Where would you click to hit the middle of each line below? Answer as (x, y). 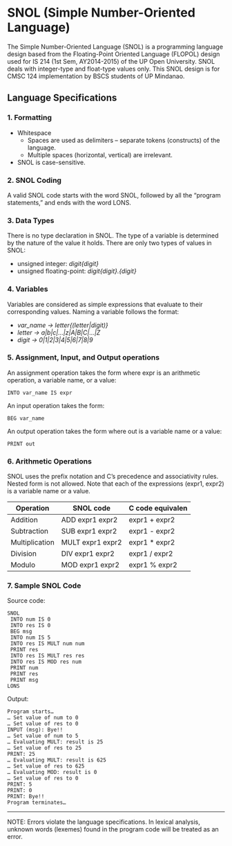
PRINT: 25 (21, 754)
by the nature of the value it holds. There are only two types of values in (109, 243)
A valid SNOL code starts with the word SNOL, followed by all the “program (114, 195)
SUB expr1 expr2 (89, 531)
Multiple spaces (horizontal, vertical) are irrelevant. (100, 155)
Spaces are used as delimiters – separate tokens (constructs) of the (124, 140)
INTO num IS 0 (30, 619)
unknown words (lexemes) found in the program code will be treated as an (113, 829)
